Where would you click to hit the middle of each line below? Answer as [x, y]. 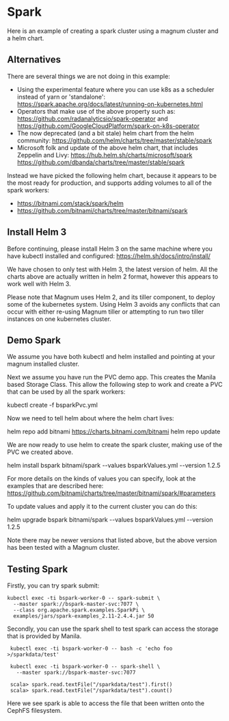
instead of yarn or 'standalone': [61, 97]
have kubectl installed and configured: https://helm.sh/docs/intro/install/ [109, 256]
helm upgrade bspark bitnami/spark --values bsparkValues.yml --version [110, 520]
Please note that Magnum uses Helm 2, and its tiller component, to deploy [111, 297]
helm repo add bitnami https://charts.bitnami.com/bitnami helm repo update [114, 431]
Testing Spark [38, 569]
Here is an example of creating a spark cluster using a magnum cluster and [113, 31]
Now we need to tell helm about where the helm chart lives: [91, 418]
